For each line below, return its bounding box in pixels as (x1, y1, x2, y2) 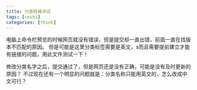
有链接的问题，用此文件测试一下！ (6, 51, 89, 58)
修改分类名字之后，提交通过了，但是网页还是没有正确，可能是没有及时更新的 (6, 63, 191, 70)
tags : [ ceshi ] (6, 14, 41, 20)
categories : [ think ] (6, 19, 57, 25)
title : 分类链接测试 (6, 8, 51, 15)
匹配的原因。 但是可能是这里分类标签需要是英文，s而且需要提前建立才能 (16, 43, 191, 50)
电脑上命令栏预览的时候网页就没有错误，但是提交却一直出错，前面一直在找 (6, 36, 186, 43)
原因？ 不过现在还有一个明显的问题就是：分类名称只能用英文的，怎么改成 (6, 71, 182, 78)
